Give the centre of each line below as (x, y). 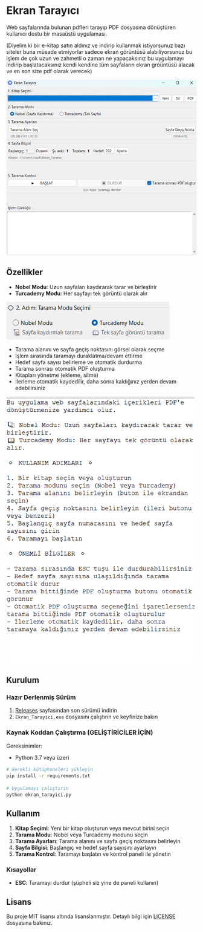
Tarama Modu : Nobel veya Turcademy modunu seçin (81, 835)
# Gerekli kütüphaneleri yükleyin (50, 769)
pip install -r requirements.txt (48, 776)
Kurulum (23, 680)
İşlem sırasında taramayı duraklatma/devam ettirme (79, 356)
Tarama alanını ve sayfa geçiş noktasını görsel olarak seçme (90, 349)
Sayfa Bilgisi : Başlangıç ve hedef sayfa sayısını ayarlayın (86, 847)
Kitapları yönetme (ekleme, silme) (56, 375)
